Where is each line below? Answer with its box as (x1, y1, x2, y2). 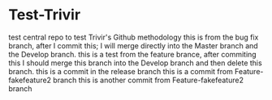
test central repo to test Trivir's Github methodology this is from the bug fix (8, 32, 259, 42)
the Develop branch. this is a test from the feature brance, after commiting (8, 49, 257, 59)
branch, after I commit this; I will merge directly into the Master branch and (8, 40, 258, 50)
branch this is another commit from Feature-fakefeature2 (52, 75, 244, 85)
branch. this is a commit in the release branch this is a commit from (8, 66, 233, 76)
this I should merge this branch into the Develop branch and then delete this (8, 58, 262, 68)
